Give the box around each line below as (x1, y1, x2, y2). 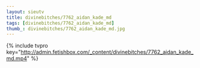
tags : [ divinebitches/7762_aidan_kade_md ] (6, 20, 114, 26)
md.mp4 (6, 55, 27, 62)
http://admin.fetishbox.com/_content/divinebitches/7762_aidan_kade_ (20, 49, 194, 56)
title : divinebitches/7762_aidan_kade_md (6, 14, 112, 20)
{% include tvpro (6, 42, 48, 49)
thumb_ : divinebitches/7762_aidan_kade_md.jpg (6, 25, 125, 32)
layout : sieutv (6, 8, 45, 15)
